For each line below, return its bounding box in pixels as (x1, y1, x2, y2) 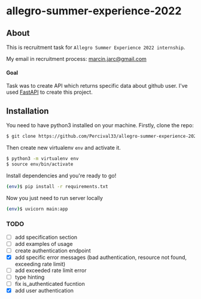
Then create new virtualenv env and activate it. (6, 144, 121, 151)
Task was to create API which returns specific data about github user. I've (6, 82, 188, 90)
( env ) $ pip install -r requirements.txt (6, 183, 109, 189)
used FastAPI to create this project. (6, 88, 93, 96)
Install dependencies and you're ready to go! (6, 172, 117, 179)
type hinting (14, 273, 45, 280)
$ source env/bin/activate (6, 161, 74, 167)
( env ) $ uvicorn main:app (6, 206, 68, 212)
